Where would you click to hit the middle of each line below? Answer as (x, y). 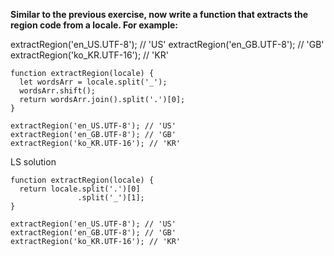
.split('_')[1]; (111, 198)
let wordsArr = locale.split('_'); (93, 82)
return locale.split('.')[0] (80, 189)
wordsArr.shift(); (58, 91)
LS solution (33, 162)
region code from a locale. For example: (94, 25)
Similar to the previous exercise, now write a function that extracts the (159, 14)
